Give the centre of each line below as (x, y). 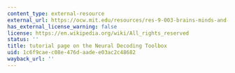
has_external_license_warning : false (62, 26)
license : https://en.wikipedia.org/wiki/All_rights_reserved (98, 33)
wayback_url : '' (31, 59)
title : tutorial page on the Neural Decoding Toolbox (87, 46)
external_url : (28, 20)
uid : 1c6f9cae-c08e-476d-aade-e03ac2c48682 (72, 53)
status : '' (23, 40)
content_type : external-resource (56, 14)
